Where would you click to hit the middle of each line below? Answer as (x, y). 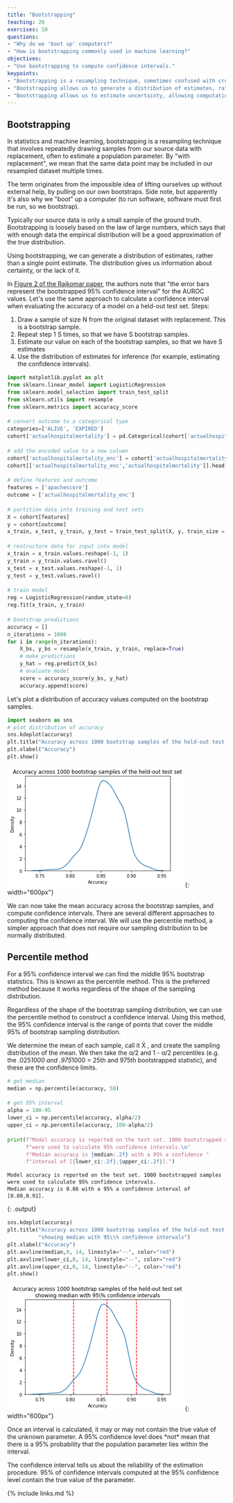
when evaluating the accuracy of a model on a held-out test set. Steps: (109, 306)
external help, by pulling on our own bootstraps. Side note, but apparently (112, 192)
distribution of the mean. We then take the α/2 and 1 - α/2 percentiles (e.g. (113, 1052)
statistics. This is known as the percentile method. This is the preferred (109, 981)
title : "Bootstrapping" (42, 15)
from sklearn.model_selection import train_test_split (88, 392)
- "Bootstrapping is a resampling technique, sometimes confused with (111, 81)
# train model (28, 590)
